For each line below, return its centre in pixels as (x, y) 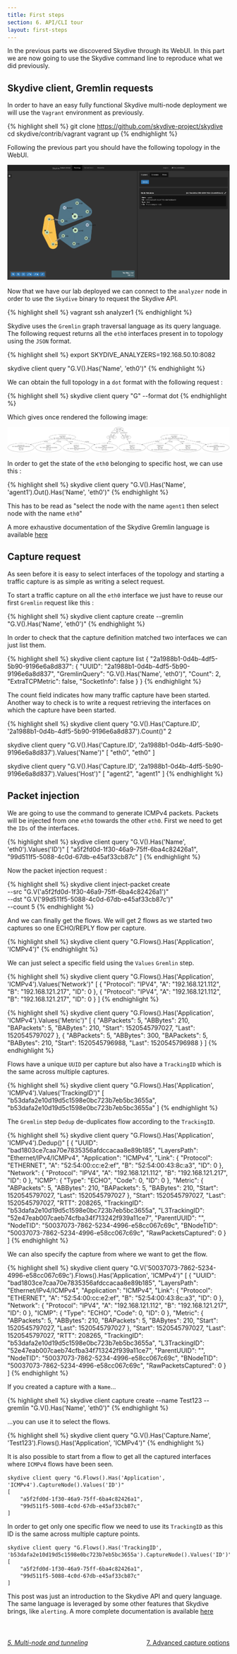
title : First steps (36, 15)
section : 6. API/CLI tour (45, 22)
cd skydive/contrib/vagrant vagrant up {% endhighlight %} (92, 134)
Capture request (44, 557)
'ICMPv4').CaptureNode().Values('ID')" (66, 1485)
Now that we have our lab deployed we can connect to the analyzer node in (117, 291)
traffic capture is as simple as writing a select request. (86, 581)
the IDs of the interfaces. (43, 828)
